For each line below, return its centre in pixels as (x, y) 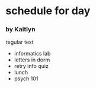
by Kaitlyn (21, 30)
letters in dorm (32, 60)
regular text (20, 42)
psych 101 (26, 79)
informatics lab (32, 54)
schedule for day (48, 11)
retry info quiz (31, 66)
